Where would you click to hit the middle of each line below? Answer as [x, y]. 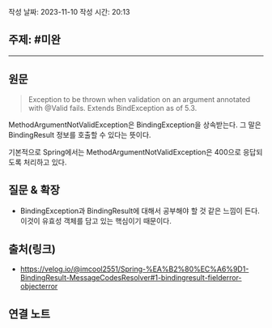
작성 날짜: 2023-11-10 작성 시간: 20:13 [69, 12]
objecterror [39, 287]
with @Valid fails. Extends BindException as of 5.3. [113, 108]
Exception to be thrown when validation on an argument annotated [139, 99]
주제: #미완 [34, 40]
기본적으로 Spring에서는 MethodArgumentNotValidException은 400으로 [125, 151]
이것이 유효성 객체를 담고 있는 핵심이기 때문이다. [96, 221]
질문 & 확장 [34, 190]
